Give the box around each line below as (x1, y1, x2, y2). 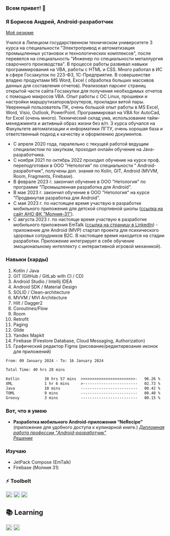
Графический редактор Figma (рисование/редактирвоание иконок (13, 343, 158, 349)
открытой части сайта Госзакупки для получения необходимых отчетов (6, 88, 162, 94)
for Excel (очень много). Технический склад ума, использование (6, 115, 146, 121)
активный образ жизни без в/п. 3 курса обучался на (41, 120, 155, 126)
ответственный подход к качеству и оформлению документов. (6, 131, 143, 137)
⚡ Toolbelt (6, 478, 31, 485)
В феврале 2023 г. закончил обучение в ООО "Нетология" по (13, 178, 146, 185)
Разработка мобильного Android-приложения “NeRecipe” (13, 418, 143, 425)
